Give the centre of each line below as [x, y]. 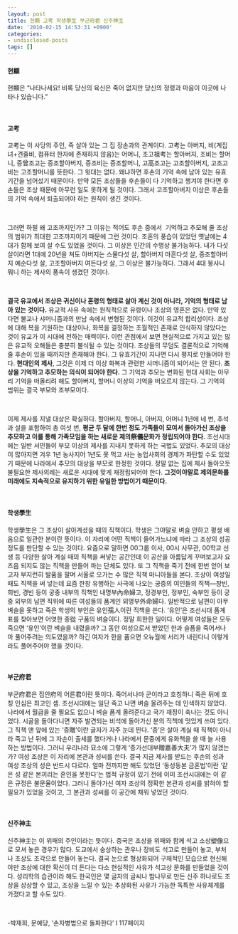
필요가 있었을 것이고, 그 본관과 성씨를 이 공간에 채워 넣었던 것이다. [98, 792]
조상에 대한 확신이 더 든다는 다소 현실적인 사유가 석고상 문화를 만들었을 [118, 867]
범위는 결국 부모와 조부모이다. [48, 390]
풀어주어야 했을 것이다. [52, 646]
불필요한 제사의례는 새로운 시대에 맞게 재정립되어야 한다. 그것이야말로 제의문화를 [118, 472]
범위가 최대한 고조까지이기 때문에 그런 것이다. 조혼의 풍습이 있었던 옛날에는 [118, 236]
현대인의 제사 [35, 363]
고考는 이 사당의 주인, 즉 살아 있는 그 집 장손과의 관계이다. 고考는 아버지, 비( [112, 145]
